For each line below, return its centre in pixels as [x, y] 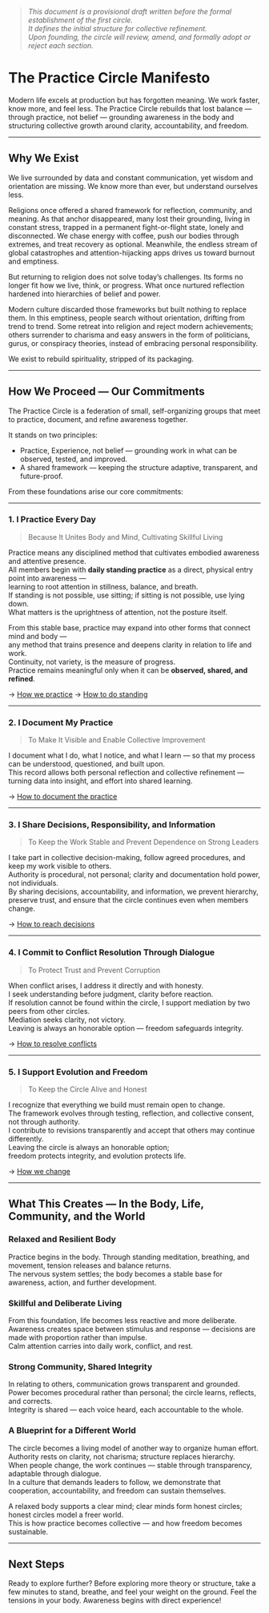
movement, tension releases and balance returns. [90, 1265]
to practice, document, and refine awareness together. [98, 419]
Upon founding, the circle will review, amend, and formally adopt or [139, 37]
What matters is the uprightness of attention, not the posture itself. [118, 612]
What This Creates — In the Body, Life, [106, 1204]
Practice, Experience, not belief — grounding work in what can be [128, 450]
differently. [26, 1139]
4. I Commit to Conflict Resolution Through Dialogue [112, 952]
